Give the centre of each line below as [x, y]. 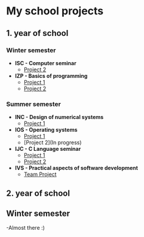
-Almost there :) [25, 228]
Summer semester [34, 104]
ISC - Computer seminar [45, 63]
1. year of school [37, 33]
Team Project [40, 174]
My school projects [55, 11]
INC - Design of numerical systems [59, 117]
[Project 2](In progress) [53, 142]
